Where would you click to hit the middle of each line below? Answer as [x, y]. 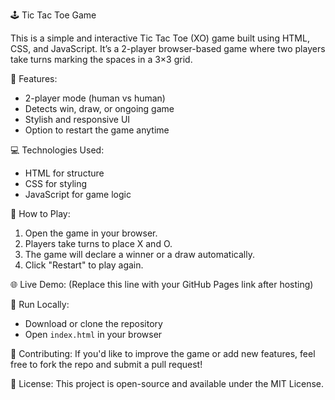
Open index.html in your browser [93, 334]
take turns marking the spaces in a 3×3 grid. [101, 59]
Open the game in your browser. [91, 233]
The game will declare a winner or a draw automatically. [139, 254]
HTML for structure [64, 173]
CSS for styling [56, 183]
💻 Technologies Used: [57, 150]
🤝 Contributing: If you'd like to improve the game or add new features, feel [163, 353]
